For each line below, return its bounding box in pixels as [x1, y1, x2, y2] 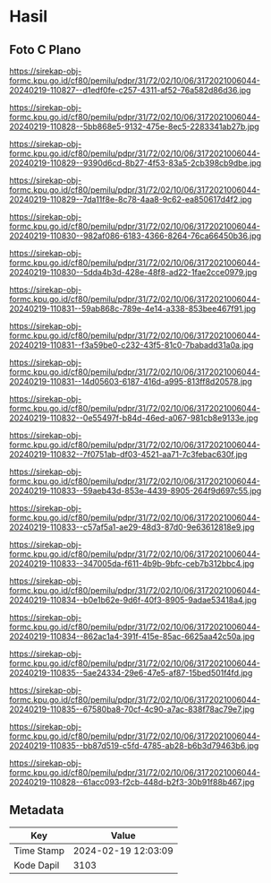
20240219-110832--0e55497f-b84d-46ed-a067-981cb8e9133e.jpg [9, 412, 258, 423]
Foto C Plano [9, 42, 81, 57]
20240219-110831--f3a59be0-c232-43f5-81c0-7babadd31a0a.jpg [9, 340, 254, 351]
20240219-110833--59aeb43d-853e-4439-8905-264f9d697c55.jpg [9, 486, 262, 496]
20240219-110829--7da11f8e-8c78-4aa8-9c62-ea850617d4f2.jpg [9, 195, 252, 204]
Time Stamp [13, 844, 65, 857]
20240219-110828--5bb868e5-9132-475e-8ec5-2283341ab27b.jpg [9, 121, 259, 132]
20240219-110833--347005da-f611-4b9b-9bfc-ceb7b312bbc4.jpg [9, 558, 255, 568]
